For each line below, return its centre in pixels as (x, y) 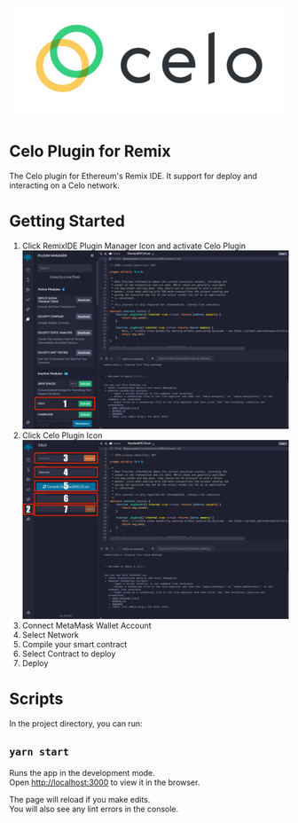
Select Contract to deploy (69, 654)
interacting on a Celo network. (64, 185)
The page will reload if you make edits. (80, 799)
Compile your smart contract (74, 644)
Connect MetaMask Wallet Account (87, 625)
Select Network (51, 635)
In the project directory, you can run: (76, 723)
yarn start (39, 752)
